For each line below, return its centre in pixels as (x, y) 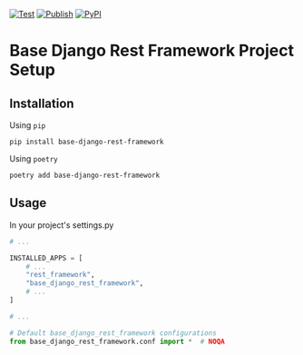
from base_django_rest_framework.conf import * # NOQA (117, 341)
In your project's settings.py (62, 225)
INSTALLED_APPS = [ (46, 258)
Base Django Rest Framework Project (152, 51)
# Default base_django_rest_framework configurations (113, 333)
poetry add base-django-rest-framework (85, 175)
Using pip (28, 125)
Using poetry (34, 158)
